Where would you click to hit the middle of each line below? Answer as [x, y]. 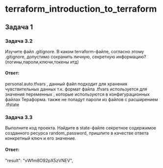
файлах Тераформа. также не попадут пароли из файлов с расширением [81, 100]
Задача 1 [19, 27]
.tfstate [12, 105]
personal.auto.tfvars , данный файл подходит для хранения [66, 84]
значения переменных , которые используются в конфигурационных [78, 94]
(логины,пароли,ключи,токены [37, 62]
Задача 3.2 [19, 41]
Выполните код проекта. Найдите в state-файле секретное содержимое [81, 128]
